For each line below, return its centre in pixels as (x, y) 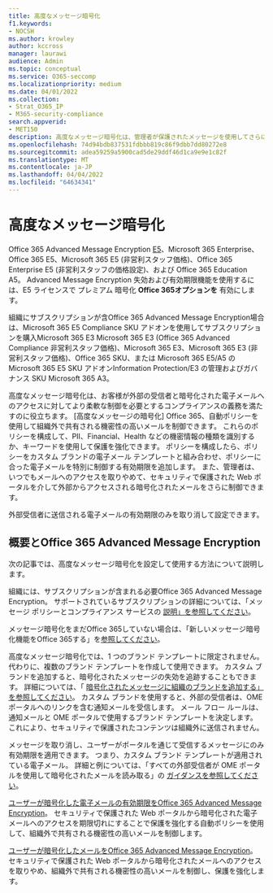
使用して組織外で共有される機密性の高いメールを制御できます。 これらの (130, 426)
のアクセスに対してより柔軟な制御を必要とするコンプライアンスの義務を (129, 405)
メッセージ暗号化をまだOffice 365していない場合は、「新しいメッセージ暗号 (134, 629)
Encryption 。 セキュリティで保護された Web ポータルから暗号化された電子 (133, 812)
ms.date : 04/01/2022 (43, 91)
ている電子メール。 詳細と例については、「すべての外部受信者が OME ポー (131, 764)
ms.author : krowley (41, 39)
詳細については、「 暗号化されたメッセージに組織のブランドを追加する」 (144, 686)
